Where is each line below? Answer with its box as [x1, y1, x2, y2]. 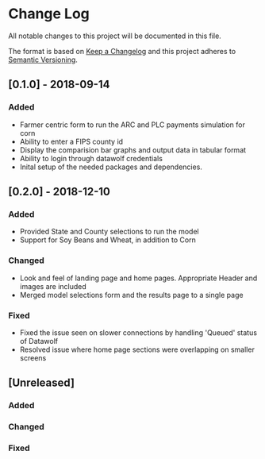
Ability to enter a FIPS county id [19, 137, 124, 146]
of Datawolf [19, 336, 58, 345]
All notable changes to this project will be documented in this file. [8, 31, 222, 40]
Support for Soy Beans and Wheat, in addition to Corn [19, 235, 196, 245]
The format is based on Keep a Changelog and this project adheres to [8, 46, 236, 56]
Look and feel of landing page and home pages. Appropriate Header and [19, 273, 258, 283]
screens [19, 353, 47, 362]
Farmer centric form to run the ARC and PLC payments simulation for [19, 120, 246, 129]
